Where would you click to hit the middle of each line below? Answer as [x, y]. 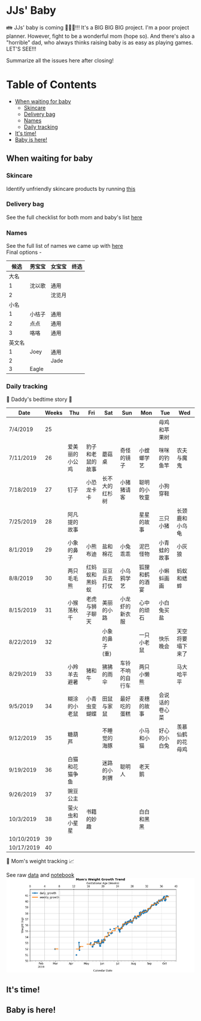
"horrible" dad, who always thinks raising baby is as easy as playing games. [100, 42]
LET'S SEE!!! [22, 49]
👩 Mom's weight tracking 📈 [40, 861]
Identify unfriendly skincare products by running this [71, 188]
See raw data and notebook [40, 875]
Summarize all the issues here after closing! [60, 60]
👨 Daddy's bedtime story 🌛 [39, 399]
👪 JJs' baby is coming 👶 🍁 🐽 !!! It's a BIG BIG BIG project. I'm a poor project [98, 27]
